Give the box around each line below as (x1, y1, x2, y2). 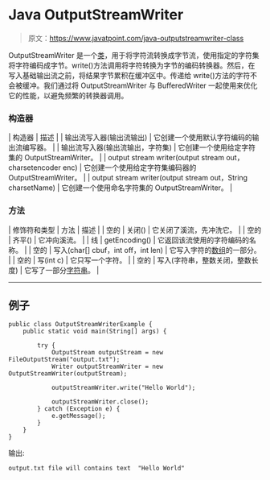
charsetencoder (8, 163, 62, 172)
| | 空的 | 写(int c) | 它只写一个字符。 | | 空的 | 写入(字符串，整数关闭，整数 (8, 255, 252, 265)
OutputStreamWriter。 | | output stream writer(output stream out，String (8, 173, 247, 183)
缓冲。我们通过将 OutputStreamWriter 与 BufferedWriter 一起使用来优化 (22, 81, 258, 90)
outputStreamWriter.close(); (51, 398, 149, 406)
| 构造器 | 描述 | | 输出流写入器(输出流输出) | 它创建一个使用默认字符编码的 (8, 133, 252, 143)
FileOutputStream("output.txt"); (8, 356, 121, 364)
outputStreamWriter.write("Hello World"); (51, 384, 196, 392)
